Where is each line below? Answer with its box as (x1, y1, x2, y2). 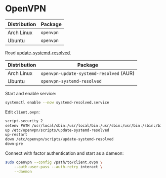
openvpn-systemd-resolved (41, 78, 102, 84)
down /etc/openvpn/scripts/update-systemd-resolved (5, 137, 114, 142)
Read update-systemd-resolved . (5, 50, 72, 56)
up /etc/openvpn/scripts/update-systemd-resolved (5, 128, 110, 133)
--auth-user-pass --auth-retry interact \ (14, 164, 103, 169)
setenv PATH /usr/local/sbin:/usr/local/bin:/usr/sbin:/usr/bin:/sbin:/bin (5, 123, 165, 128)
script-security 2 (5, 118, 43, 123)
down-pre (5, 142, 23, 146)
